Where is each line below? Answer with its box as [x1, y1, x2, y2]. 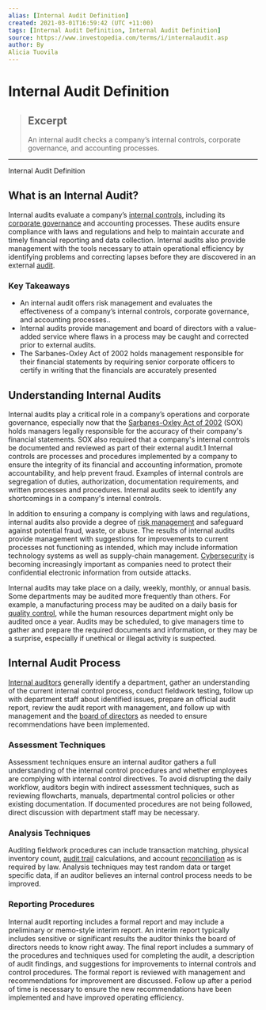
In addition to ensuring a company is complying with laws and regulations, [8, 508, 250, 518]
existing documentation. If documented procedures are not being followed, [8, 799, 253, 809]
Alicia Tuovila [8, 48, 59, 56]
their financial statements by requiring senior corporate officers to [19, 357, 235, 366]
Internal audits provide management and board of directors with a [19, 324, 234, 333]
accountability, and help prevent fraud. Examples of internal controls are [8, 468, 244, 477]
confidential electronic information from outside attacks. [8, 568, 192, 577]
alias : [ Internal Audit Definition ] [8, 11, 129, 20]
